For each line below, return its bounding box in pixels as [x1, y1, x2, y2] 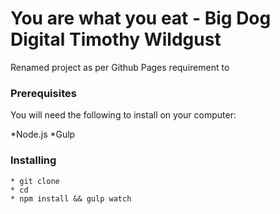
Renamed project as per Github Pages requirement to [10, 61, 230, 73]
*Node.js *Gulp [10, 128, 76, 141]
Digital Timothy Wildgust [10, 28, 222, 51]
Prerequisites [10, 86, 77, 100]
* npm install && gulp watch [10, 193, 132, 204]
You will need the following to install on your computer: [10, 109, 237, 121]
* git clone [10, 176, 60, 186]
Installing [10, 153, 57, 167]
